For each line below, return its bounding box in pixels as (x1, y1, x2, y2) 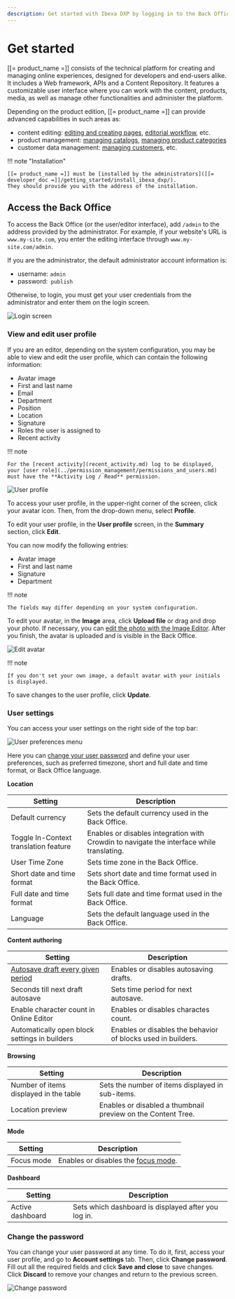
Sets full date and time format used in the (87, 888, 222, 898)
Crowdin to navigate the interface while (87, 837, 216, 846)
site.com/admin (7, 244, 52, 251)
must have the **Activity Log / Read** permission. (7, 473, 161, 480)
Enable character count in (10, 1004, 96, 1014)
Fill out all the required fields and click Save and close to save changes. (7, 1263, 215, 1271)
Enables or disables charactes (111, 1004, 210, 1014)
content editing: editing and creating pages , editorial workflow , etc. (17, 128, 211, 137)
